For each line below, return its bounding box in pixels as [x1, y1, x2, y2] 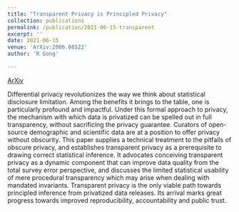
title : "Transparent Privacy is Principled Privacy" [7, 10, 168, 18]
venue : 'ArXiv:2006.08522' [7, 44, 88, 51]
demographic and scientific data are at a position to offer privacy [29, 128, 220, 136]
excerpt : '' [7, 30, 43, 38]
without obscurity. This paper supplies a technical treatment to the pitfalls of [7, 135, 232, 143]
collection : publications [7, 17, 84, 24]
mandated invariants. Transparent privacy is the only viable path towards [7, 181, 222, 189]
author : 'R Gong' [7, 51, 59, 58]
